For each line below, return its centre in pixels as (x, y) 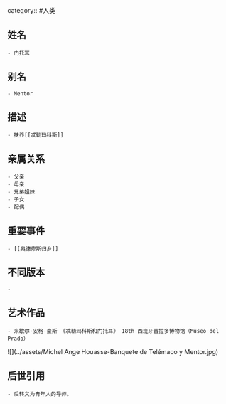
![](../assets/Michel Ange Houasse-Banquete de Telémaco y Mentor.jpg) (113, 351)
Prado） (18, 339)
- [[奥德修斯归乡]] (33, 249)
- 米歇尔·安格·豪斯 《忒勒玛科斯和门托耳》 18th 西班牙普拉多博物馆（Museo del (113, 331)
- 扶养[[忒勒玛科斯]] (36, 135)
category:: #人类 (31, 10)
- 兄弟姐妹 (21, 192)
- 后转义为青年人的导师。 (40, 394)
